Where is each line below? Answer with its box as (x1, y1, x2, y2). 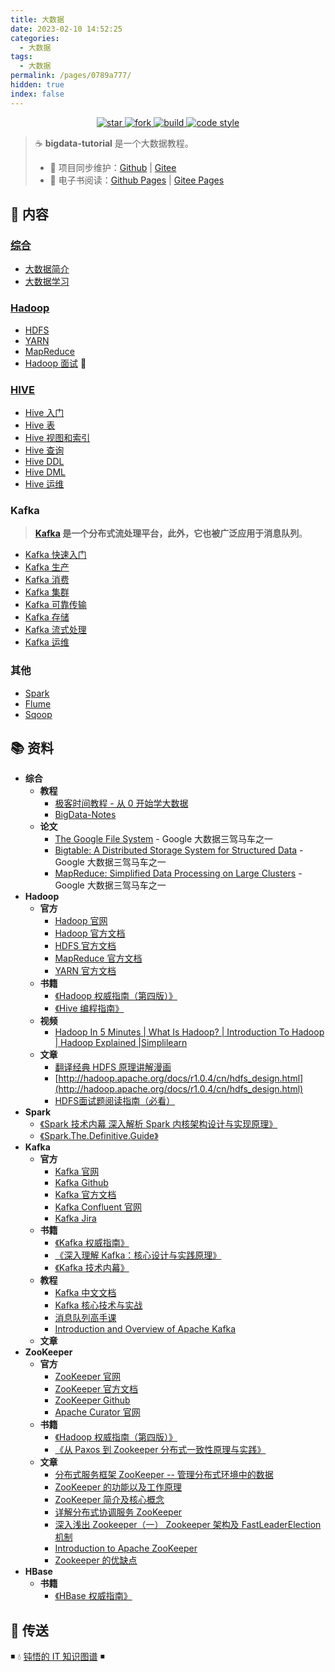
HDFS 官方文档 (54, 940, 117, 952)
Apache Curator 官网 (54, 1406, 141, 1418)
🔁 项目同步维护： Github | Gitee (49, 161, 177, 173)
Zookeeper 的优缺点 (54, 1554, 138, 1566)
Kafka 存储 (24, 611, 70, 623)
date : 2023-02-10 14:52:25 (10, 24, 123, 34)
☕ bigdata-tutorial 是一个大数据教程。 (34, 137, 194, 149)
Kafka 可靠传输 (24, 599, 87, 611)
